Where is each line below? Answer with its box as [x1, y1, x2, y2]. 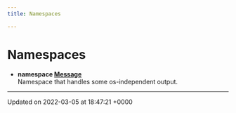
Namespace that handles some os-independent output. [17, 77, 178, 86]
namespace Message [17, 69, 82, 78]
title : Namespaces [7, 10, 61, 18]
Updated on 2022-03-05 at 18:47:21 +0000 [7, 98, 133, 106]
